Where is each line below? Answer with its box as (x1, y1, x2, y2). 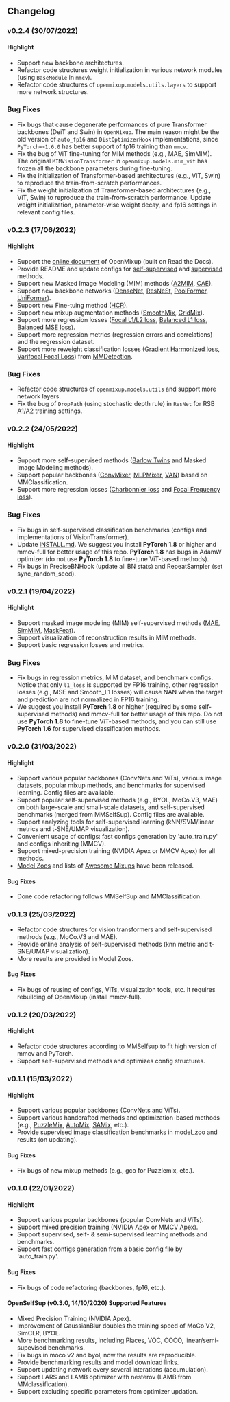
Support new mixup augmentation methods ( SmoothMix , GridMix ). (16, 308, 205, 317)
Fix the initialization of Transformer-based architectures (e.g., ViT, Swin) (16, 171, 221, 179)
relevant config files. (16, 207, 75, 216)
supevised (16, 1343, 47, 1352)
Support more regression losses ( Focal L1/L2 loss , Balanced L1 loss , (16, 315, 208, 324)
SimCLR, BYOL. (16, 1328, 61, 1337)
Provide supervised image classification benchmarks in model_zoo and (16, 1128, 218, 1136)
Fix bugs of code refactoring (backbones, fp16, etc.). (16, 1283, 166, 1291)
